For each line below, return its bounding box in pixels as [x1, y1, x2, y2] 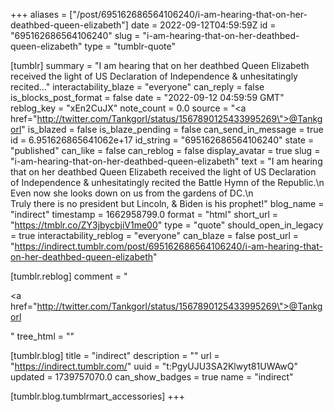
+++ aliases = [10, 9, 68, 20]
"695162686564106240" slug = [10, 30, 141, 41]
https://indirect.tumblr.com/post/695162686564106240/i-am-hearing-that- [14, 240, 323, 252]
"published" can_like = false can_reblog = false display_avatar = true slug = [10, 145, 321, 156]
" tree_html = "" [10, 330, 75, 342]
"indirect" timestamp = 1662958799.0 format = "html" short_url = [10, 209, 279, 220]
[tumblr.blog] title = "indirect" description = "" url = [10, 350, 220, 361]
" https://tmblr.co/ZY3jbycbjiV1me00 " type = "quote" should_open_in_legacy [10, 219, 324, 231]
